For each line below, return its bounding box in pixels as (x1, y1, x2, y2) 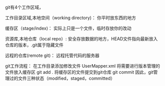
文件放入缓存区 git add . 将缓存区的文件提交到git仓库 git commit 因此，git (5, 69, 154, 75)
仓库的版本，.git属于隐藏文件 (5, 42, 64, 48)
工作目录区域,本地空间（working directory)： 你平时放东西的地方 (5, 15, 136, 21)
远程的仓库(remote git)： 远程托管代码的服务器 (5, 52, 100, 58)
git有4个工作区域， (5, 4, 43, 10)
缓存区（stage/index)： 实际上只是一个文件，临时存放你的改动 (5, 25, 132, 31)
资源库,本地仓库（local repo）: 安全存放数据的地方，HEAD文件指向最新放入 (5, 36, 158, 42)
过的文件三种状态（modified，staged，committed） (9, 76, 115, 81)
